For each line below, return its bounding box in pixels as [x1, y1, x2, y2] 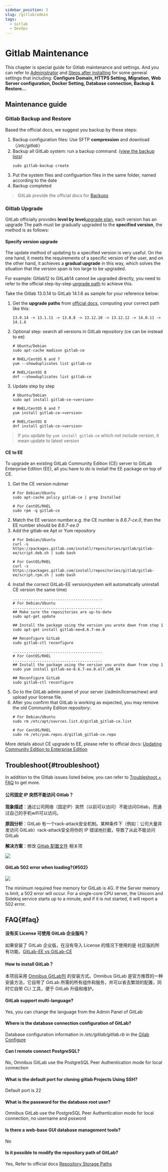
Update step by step [12, 383, 55, 389]
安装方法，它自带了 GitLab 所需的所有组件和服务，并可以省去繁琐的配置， [5, 980, 157, 986]
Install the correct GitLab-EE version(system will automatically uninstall [12, 581, 159, 588]
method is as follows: [5, 227, 49, 233]
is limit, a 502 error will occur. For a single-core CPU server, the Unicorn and [5, 890, 163, 896]
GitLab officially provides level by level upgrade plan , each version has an [5, 217, 157, 223]
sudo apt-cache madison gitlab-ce [12, 348, 85, 353]
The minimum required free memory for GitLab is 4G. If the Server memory [5, 885, 160, 891]
